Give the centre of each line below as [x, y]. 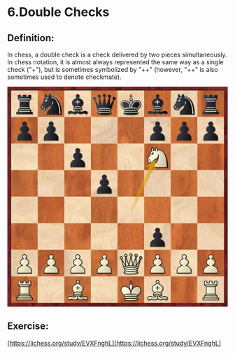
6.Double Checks [58, 12]
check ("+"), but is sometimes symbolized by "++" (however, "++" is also [113, 69]
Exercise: [28, 326]
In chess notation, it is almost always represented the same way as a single [115, 62]
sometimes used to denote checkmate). [64, 77]
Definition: [31, 38]
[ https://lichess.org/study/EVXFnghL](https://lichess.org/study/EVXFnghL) [114, 343]
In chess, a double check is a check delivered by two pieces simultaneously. [117, 54]
